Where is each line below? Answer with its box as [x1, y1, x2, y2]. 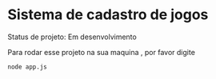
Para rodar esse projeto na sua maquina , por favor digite [7, 47, 195, 57]
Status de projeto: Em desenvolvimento [7, 32, 137, 41]
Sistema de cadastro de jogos [7, 6, 209, 24]
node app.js [7, 62, 47, 71]
